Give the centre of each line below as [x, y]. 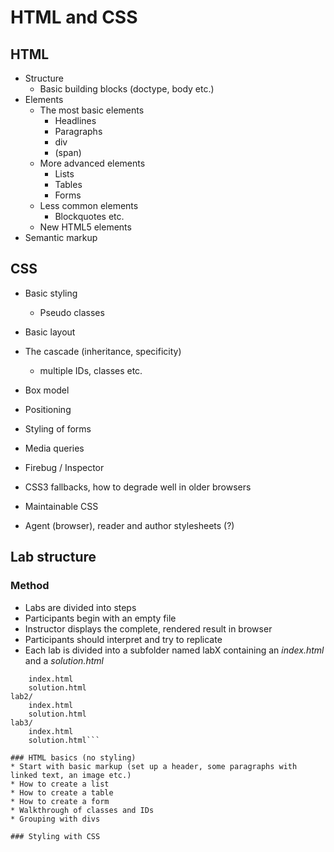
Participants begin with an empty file [100, 618]
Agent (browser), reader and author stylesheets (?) [129, 525]
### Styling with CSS [55, 836]
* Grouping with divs [55, 819]
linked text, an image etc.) [71, 775]
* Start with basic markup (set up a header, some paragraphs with [154, 766]
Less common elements [89, 205]
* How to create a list [60, 784]
